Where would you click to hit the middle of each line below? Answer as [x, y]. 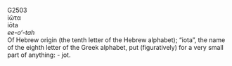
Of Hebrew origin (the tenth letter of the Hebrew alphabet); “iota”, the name [116, 40]
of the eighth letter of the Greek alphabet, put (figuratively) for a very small [115, 47]
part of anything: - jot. [39, 55]
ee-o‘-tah [21, 32]
